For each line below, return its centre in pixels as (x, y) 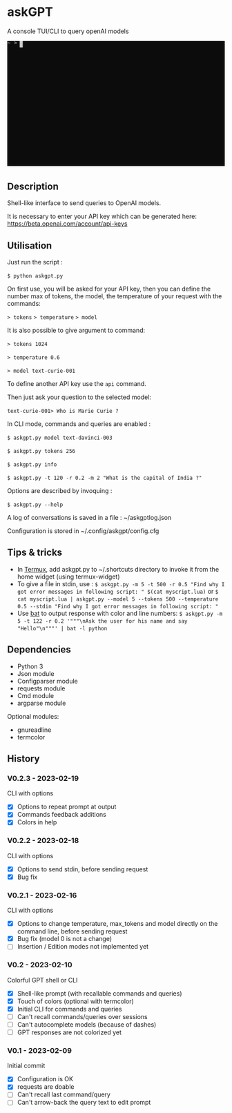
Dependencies (39, 650)
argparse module (41, 703)
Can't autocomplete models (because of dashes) (87, 1024)
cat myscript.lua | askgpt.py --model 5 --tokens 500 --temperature (118, 599)
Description (33, 186)
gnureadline (34, 730)
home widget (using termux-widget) (68, 577)
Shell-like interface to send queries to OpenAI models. (84, 203)
